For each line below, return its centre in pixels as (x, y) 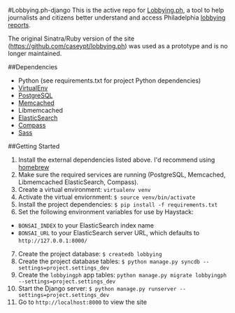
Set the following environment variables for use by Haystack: (106, 212)
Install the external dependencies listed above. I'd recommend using (116, 160)
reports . (19, 25)
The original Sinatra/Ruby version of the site (71, 39)
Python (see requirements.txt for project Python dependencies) (109, 81)
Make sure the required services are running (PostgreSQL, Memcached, (122, 175)
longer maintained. (35, 53)
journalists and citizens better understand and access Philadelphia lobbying (117, 18)
